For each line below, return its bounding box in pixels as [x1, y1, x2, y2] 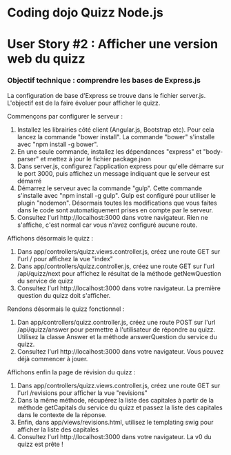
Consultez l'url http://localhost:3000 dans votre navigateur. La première [17, 284, 221, 292]
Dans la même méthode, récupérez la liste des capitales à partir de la [17, 396, 214, 404]
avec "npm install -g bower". [17, 140, 99, 148]
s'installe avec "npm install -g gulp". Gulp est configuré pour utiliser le [17, 191, 216, 199]
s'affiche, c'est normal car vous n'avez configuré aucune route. [17, 221, 198, 229]
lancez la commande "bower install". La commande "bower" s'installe [17, 132, 215, 141]
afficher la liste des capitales [17, 425, 99, 434]
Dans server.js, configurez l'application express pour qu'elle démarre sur [17, 162, 224, 170]
